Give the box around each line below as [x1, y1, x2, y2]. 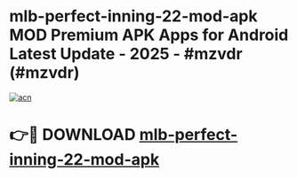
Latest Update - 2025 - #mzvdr [9, 44, 243, 64]
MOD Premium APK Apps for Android [9, 25, 289, 45]
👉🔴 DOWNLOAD [9, 125, 136, 145]
